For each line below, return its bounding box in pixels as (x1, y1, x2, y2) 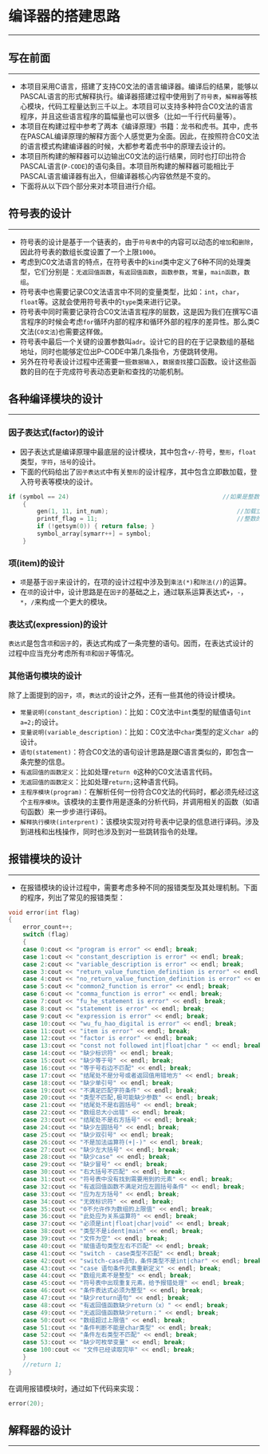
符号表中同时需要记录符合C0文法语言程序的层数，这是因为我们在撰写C (19, 306, 252, 316)
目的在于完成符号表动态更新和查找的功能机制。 (33, 366, 188, 376)
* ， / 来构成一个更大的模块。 (19, 597, 112, 607)
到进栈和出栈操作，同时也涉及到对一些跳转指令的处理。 (19, 826, 202, 836)
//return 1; (22, 1361, 62, 1369)
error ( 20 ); (8, 1399, 45, 1408)
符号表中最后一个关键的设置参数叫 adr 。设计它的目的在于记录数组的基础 (19, 337, 255, 346)
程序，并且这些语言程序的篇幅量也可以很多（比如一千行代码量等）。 (19, 111, 241, 120)
